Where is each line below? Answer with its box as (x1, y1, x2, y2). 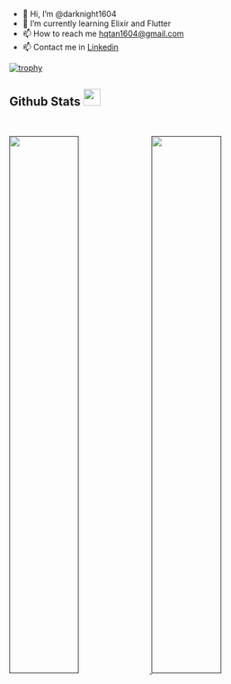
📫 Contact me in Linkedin (22, 41, 120, 52)
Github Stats (9, 94, 81, 110)
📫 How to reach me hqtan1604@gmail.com (22, 28, 184, 39)
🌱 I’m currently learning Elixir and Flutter (22, 18, 172, 29)
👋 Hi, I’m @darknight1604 (22, 9, 117, 19)
